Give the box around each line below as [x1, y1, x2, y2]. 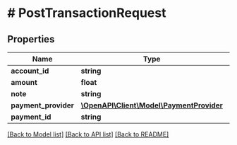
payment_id [11, 112, 51, 122]
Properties [7, 33, 55, 45]
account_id [11, 66, 49, 76]
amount [11, 78, 37, 87]
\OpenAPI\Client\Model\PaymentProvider [80, 100, 224, 110]
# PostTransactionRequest [7, 5, 166, 21]
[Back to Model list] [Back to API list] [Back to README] [7, 130, 169, 139]
